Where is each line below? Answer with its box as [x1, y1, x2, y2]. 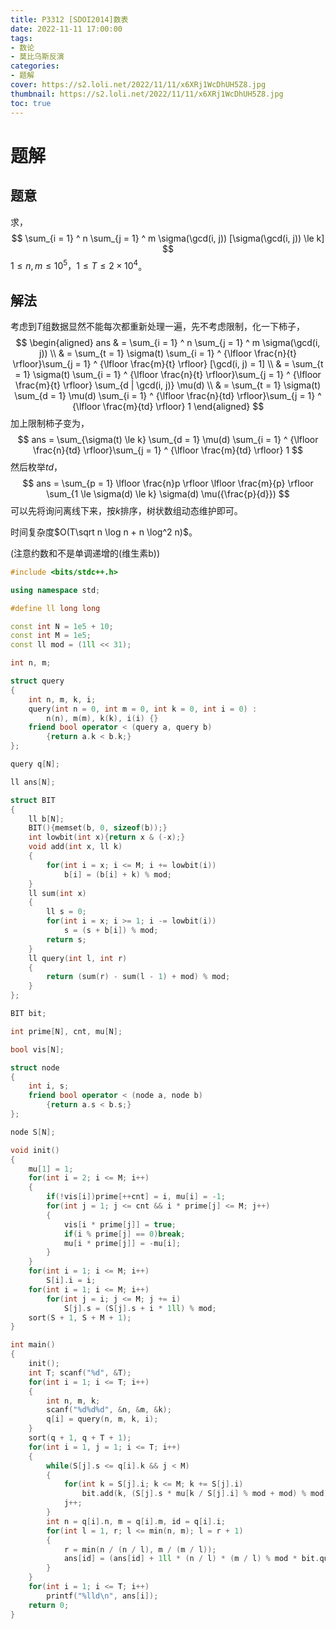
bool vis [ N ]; [10, 1044, 65, 1055]
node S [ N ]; [10, 1127, 56, 1137]
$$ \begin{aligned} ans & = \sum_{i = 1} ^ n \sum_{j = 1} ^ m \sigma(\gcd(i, [15, 336, 321, 348]
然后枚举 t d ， [10, 461, 63, 473]
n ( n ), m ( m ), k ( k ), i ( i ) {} [46, 713, 159, 723]
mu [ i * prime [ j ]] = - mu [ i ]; [63, 1238, 182, 1248]
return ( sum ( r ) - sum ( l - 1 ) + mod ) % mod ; [46, 972, 231, 982]
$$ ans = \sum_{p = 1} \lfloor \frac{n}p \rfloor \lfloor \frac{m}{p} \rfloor [22, 477, 314, 489]
